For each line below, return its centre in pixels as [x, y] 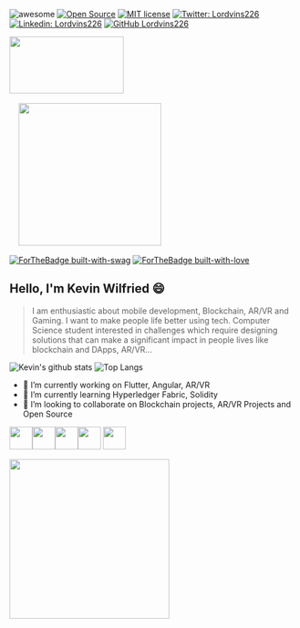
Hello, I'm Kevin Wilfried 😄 [88, 288]
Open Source [47, 414]
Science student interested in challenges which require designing [155, 330]
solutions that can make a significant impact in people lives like [150, 340]
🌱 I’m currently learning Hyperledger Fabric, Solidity [120, 394]
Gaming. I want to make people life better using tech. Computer [151, 320]
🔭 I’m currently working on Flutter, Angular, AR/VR [116, 385]
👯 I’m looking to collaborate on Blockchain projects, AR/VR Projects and [157, 404]
